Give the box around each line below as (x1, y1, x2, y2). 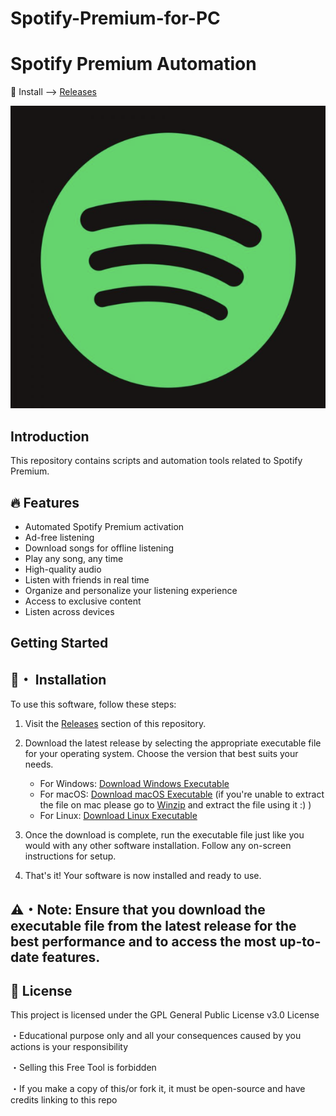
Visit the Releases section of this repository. (24, 718, 207, 730)
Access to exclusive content (24, 595, 142, 607)
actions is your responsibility (10, 1041, 129, 1053)
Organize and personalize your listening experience (24, 584, 238, 596)
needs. (24, 758, 54, 771)
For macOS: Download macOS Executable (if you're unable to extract (39, 788, 325, 801)
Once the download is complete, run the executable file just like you (24, 829, 305, 841)
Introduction (10, 428, 90, 445)
